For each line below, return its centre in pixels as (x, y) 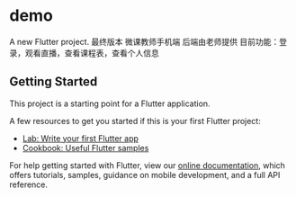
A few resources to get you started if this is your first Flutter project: (135, 121)
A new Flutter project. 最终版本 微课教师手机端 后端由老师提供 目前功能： (144, 41)
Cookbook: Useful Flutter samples (85, 148)
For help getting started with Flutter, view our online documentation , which (148, 165)
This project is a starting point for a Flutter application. (110, 103)
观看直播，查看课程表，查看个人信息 (92, 53)
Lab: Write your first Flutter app (81, 138)
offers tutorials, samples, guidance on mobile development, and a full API (145, 175)
